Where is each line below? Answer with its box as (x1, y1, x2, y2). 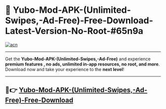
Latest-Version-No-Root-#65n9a (5, 26, 143, 36)
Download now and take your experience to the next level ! (5, 66, 124, 72)
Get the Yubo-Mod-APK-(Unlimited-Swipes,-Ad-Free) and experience (5, 56, 151, 62)
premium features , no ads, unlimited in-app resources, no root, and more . (5, 61, 160, 67)
